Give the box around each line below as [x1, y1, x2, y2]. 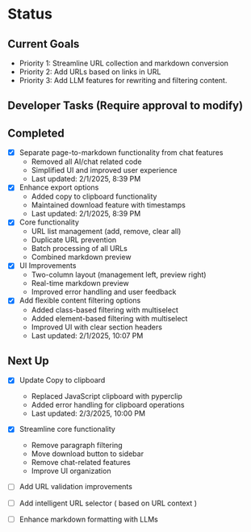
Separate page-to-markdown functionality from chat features [19, 148, 224, 157]
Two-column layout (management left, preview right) [31, 270, 207, 279]
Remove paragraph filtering [31, 441, 123, 450]
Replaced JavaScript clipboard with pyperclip [31, 392, 183, 401]
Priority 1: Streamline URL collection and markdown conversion [19, 58, 229, 68]
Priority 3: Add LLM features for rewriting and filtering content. [19, 76, 228, 85]
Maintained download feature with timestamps [31, 200, 186, 210]
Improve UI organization [31, 466, 111, 476]
